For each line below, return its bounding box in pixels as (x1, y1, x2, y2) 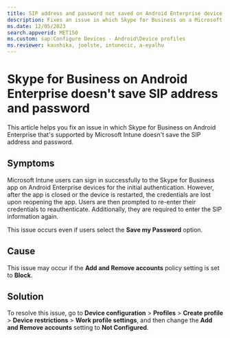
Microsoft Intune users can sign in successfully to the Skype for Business (7, 176, 215, 184)
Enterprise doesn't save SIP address (7, 86, 218, 101)
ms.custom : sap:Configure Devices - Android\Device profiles (7, 36, 186, 43)
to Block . (7, 271, 33, 279)
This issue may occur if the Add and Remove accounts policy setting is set (7, 263, 220, 271)
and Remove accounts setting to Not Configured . (7, 324, 149, 332)
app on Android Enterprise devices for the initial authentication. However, (7, 183, 214, 191)
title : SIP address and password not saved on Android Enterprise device (7, 10, 223, 17)
